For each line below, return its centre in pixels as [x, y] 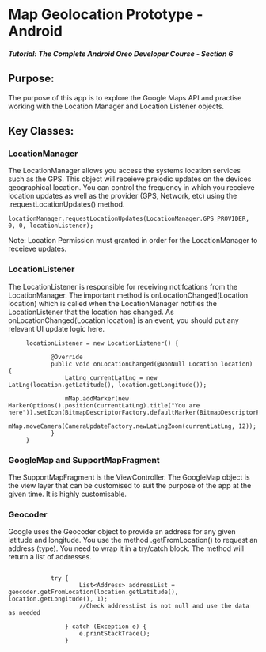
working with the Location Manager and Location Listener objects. [116, 106]
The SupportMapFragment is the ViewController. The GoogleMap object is [129, 477]
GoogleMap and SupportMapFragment [84, 460]
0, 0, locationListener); [51, 226]
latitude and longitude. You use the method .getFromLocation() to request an [133, 540]
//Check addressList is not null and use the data [164, 606]
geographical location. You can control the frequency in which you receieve [131, 188]
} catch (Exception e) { [106, 627]
